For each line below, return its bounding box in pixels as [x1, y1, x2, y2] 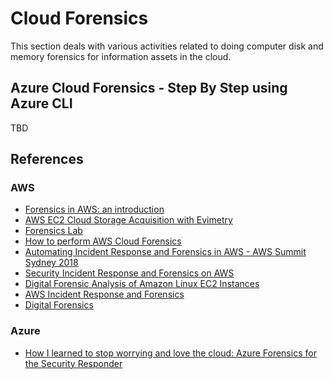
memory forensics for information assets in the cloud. [10, 50, 232, 62]
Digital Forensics [24, 299, 94, 311]
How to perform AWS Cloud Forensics [24, 235, 182, 247]
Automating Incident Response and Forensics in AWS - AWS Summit [24, 246, 307, 258]
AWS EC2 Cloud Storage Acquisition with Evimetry [24, 214, 233, 226]
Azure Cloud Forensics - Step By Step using [10, 80, 288, 97]
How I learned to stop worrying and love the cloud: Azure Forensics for [24, 347, 317, 359]
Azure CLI [10, 95, 73, 112]
